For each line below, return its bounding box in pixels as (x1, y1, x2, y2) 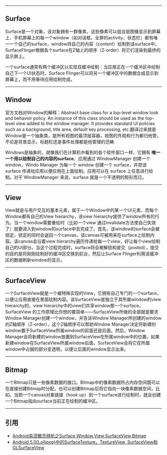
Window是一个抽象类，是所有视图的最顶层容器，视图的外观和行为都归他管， (5, 132, 162, 138)
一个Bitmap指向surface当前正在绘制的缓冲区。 (5, 398, 100, 404)
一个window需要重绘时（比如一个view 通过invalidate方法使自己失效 (18, 220, 156, 226)
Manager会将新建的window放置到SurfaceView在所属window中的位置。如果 (5, 334, 160, 340)
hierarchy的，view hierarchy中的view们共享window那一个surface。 (5, 303, 144, 309)
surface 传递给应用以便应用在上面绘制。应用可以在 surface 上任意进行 (5, 168, 149, 174)
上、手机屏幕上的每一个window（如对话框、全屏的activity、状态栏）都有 (5, 34, 154, 40)
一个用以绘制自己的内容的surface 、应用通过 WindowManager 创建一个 (5, 155, 151, 162)
